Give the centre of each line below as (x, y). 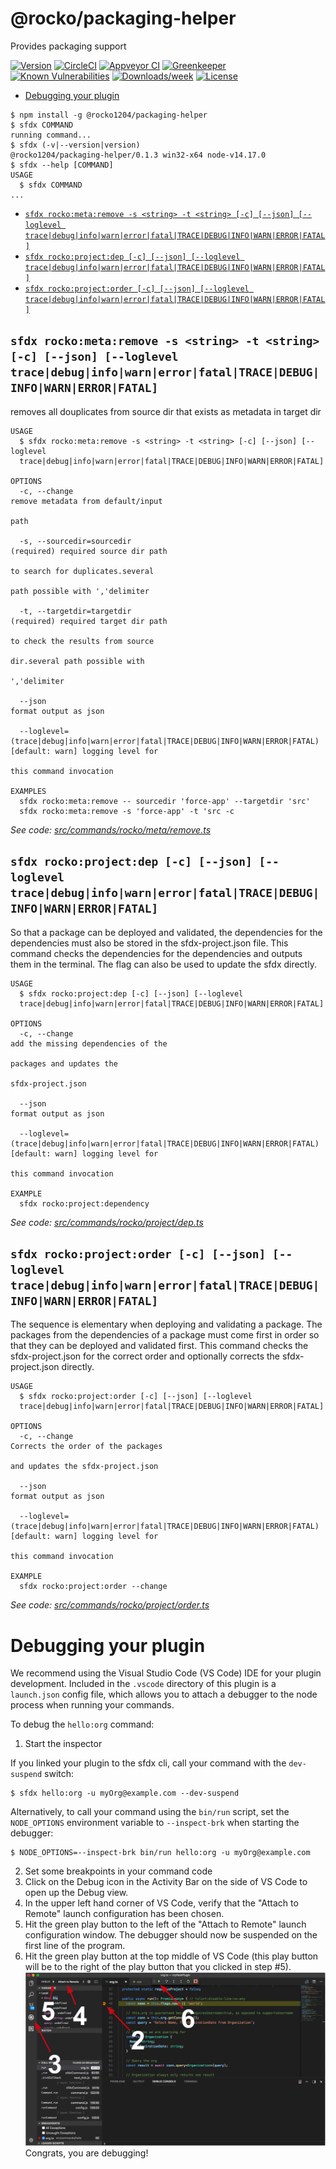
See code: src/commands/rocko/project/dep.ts (107, 1222)
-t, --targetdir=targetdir (75, 611)
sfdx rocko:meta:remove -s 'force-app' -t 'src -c (127, 811)
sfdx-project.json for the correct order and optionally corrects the (145, 1356)
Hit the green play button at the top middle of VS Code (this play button (171, 1956)
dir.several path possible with (77, 661)
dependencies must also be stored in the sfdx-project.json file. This (149, 943)
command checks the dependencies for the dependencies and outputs (156, 953)
